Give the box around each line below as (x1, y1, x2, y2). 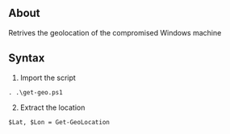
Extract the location (19, 103, 86, 112)
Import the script (19, 73, 77, 82)
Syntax (8, 52, 45, 65)
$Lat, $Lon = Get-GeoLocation (8, 118, 111, 126)
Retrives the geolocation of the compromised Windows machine (8, 27, 222, 37)
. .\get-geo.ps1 (8, 88, 63, 96)
